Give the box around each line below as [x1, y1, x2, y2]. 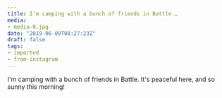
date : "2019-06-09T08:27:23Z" [7, 29, 97, 37]
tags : [7, 43, 23, 50]
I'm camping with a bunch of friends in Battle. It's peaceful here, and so [7, 75, 215, 83]
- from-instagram [7, 56, 58, 63]
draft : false [7, 36, 46, 43]
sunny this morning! [7, 82, 66, 91]
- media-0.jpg [7, 23, 49, 30]
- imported [7, 50, 39, 57]
